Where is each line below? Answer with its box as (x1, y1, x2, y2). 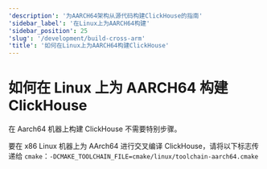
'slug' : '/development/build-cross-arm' (8, 34, 146, 43)
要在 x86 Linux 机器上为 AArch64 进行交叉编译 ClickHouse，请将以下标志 (8, 142, 252, 151)
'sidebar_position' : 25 (8, 27, 88, 35)
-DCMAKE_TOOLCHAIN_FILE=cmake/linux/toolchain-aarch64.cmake (49, 153, 259, 161)
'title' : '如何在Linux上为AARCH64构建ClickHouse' (8, 42, 170, 50)
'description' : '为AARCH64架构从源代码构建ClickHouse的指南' (8, 11, 203, 20)
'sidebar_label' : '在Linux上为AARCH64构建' (8, 19, 150, 27)
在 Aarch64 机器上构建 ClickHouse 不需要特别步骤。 (8, 124, 182, 134)
